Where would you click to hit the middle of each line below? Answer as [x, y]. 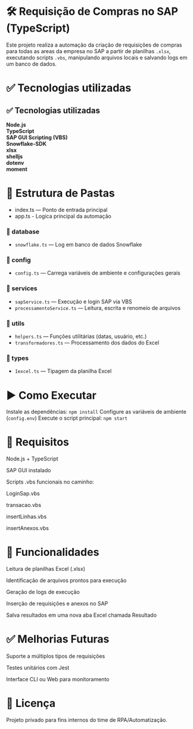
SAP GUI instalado [29, 470]
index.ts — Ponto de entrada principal [61, 210]
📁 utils [15, 323]
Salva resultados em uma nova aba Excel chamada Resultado [81, 615]
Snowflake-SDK [26, 143]
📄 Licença [31, 704]
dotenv [15, 162]
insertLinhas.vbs [27, 516]
